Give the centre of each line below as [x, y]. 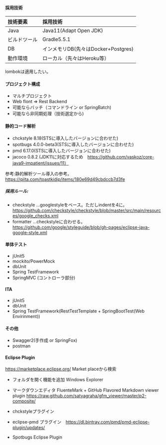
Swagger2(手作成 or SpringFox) [45, 340]
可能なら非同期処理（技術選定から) [48, 114]
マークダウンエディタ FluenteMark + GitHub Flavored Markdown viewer [85, 390]
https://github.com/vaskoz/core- [121, 156]
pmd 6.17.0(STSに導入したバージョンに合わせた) [61, 150]
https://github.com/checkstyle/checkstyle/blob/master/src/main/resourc [87, 210]
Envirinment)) [26, 316]
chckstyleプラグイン [33, 412]
